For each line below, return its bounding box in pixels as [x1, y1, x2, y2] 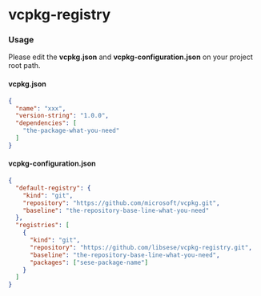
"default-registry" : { [15, 184, 91, 192]
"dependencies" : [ [15, 119, 78, 127]
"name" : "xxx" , [15, 104, 66, 113]
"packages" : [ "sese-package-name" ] [29, 258, 149, 266]
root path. [8, 61, 41, 70]
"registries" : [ [15, 222, 70, 230]
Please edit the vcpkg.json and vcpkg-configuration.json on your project [8, 52, 254, 62]
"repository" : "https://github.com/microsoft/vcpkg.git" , [22, 198, 220, 207]
